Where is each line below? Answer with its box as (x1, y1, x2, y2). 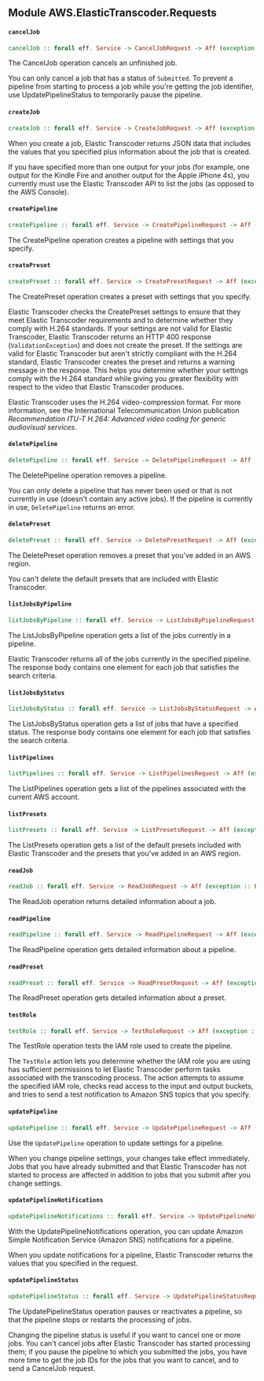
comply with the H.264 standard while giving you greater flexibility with (8, 373, 239, 383)
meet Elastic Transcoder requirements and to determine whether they (8, 315, 233, 324)
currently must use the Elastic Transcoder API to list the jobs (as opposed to (8, 178, 255, 188)
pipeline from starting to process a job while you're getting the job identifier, (8, 82, 254, 91)
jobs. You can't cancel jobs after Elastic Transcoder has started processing (8, 1339, 251, 1348)
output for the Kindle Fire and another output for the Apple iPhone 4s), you (8, 170, 250, 180)
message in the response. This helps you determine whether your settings (8, 365, 249, 375)
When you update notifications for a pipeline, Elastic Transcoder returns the (8, 1250, 254, 1259)
